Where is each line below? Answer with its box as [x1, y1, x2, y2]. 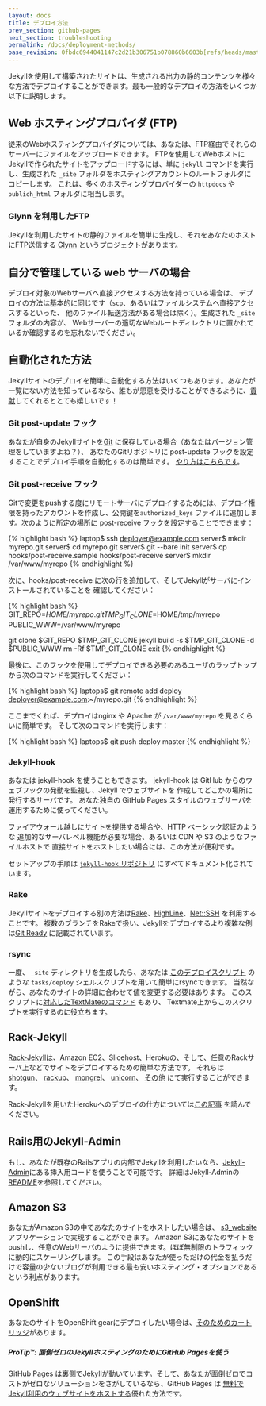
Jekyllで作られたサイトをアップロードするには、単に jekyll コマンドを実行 [8, 159, 254, 168]
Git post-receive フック [8, 478, 99, 489]
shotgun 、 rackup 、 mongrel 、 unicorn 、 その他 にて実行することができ [8, 1073, 244, 1082]
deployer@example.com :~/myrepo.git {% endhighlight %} [8, 695, 198, 704]
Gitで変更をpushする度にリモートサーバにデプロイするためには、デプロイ [8, 498, 249, 508]
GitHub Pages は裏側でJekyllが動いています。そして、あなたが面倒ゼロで [8, 1369, 247, 1378]
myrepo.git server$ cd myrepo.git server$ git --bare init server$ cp [8, 542, 227, 552]
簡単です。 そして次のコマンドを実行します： [21, 721, 169, 730]
